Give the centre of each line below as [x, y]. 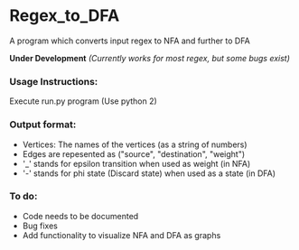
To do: [23, 197]
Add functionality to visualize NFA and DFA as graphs [121, 235]
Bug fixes [40, 226]
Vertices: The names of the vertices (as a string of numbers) [135, 144]
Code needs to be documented [80, 216]
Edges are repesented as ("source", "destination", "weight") [134, 153]
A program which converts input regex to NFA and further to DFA [130, 41]
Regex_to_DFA [65, 16]
